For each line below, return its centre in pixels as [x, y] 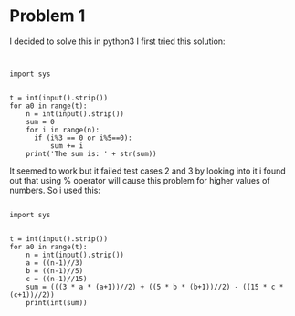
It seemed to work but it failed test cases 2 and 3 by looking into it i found [147, 171]
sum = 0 [40, 121]
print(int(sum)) [57, 302]
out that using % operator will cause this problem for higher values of [140, 180]
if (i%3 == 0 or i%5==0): [83, 138]
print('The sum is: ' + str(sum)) [91, 153]
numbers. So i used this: [55, 190]
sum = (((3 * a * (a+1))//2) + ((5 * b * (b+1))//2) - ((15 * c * [155, 287]
